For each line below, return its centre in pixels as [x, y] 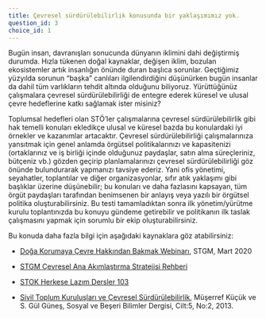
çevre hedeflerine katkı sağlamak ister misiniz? [85, 103]
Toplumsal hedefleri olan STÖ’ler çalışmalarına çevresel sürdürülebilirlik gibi [132, 119]
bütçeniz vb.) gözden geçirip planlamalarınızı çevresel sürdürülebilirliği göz [131, 161]
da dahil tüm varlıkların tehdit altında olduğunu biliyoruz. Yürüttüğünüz [123, 87]
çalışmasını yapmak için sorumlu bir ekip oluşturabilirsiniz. [103, 220]
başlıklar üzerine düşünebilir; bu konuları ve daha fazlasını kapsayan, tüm [128, 187]
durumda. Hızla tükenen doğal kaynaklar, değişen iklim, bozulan [112, 61]
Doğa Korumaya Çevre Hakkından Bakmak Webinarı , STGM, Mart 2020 [136, 251]
